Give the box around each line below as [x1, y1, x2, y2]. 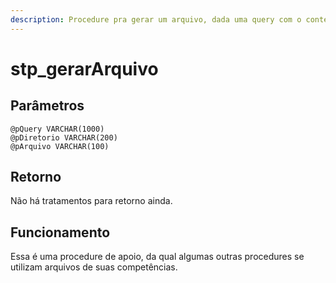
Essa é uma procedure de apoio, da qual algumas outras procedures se [10, 251, 305, 263]
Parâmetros [10, 97, 85, 115]
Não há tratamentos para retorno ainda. [10, 195, 173, 207]
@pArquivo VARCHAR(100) [10, 141, 110, 151]
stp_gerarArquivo [10, 57, 159, 80]
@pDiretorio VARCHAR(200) [10, 132, 118, 143]
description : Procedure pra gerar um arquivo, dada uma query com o [10, 14, 302, 25]
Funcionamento [10, 224, 111, 241]
